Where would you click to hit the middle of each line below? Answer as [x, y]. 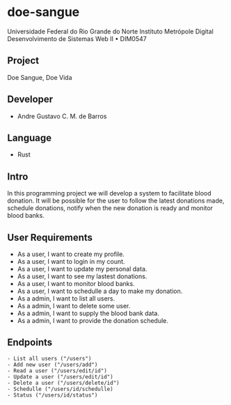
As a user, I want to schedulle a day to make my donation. [100, 291]
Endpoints [30, 343]
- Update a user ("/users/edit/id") [60, 376]
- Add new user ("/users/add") [53, 365]
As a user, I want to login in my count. [71, 261]
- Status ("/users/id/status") [53, 395]
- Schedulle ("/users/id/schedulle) [60, 389]
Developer [30, 99]
